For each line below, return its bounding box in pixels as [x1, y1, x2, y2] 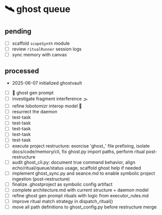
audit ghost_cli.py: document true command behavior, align [12, 159, 136, 165]
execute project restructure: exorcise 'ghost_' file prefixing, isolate [12, 142, 150, 149]
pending [5, 27, 32, 35]
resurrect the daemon [12, 109, 58, 115]
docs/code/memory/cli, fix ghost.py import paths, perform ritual [12, 149, 145, 155]
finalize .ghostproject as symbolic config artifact [12, 181, 113, 187]
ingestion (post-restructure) [12, 176, 70, 182]
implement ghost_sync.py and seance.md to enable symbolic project [12, 170, 155, 176]
